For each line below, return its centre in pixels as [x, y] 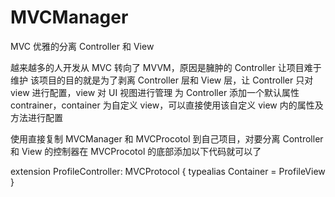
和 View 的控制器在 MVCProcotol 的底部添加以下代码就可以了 [136, 151]
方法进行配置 [36, 117]
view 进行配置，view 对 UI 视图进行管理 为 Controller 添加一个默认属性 [155, 92]
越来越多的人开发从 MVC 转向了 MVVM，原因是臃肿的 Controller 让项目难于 [166, 67]
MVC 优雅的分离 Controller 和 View [82, 46]
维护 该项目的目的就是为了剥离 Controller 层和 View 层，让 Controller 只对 [162, 80]
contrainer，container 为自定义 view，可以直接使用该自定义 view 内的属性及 [167, 105]
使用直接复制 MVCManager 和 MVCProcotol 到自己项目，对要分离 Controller [167, 138]
